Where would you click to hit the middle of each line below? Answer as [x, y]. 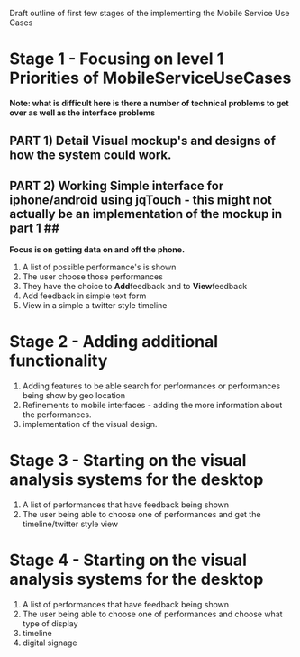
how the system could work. [91, 155]
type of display [50, 623]
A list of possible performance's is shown [99, 267]
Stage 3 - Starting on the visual [128, 461]
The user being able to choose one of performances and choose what [152, 614]
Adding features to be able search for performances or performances [151, 386]
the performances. [57, 415]
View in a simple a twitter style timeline [95, 306]
